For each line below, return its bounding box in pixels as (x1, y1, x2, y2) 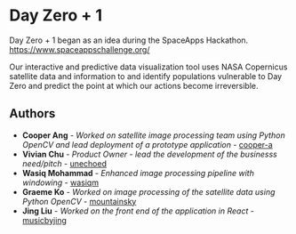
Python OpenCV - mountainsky (21, 196, 137, 206)
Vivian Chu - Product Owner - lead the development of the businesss (21, 149, 277, 159)
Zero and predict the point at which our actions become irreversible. (9, 80, 260, 91)
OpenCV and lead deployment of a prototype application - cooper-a (21, 139, 273, 149)
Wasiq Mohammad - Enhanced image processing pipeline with (21, 167, 255, 178)
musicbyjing (21, 214, 67, 225)
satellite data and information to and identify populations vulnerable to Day (9, 70, 283, 81)
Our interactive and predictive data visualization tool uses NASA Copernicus (9, 61, 288, 72)
